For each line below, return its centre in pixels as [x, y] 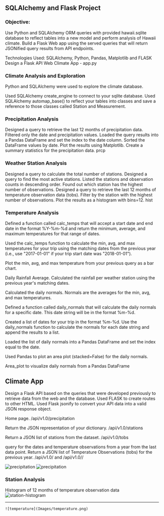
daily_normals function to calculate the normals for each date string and [77, 327]
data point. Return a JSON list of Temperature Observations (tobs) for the [79, 452]
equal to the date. [23, 347]
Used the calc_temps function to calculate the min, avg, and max [70, 243]
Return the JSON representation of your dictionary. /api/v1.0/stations [74, 428]
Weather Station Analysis [36, 163]
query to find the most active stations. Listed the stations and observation [79, 179]
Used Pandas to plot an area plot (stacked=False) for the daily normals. [77, 356]
